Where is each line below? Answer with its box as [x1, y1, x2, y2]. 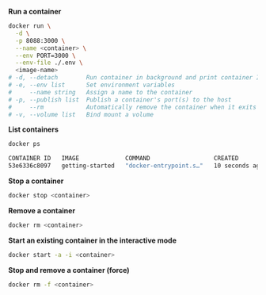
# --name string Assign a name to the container [8, 88, 193, 96]
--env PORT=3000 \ [15, 52, 77, 59]
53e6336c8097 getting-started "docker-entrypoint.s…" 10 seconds [8, 162, 249, 170]
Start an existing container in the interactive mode [8, 236, 177, 245]
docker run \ [8, 22, 51, 30]
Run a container [8, 7, 62, 16]
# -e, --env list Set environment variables [8, 81, 176, 89]
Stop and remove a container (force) [8, 265, 130, 274]
